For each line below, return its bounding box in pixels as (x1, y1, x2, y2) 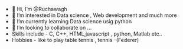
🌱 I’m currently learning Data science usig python (11, 18, 132, 24)
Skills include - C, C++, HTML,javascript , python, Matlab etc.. (11, 30, 162, 37)
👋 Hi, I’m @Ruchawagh (11, 6, 68, 12)
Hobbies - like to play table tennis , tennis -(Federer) (11, 37, 139, 43)
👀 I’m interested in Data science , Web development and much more (11, 12, 177, 19)
